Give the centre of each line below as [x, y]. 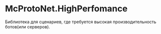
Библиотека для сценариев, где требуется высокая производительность [81, 22]
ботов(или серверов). [27, 26]
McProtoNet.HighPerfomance [66, 9]
